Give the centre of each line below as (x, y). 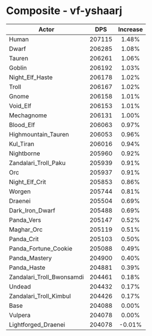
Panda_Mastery (30, 258)
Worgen (20, 191)
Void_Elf (20, 105)
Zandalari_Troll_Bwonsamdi (46, 277)
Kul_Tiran (22, 143)
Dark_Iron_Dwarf (32, 210)
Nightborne (25, 153)
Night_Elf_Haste (31, 77)
